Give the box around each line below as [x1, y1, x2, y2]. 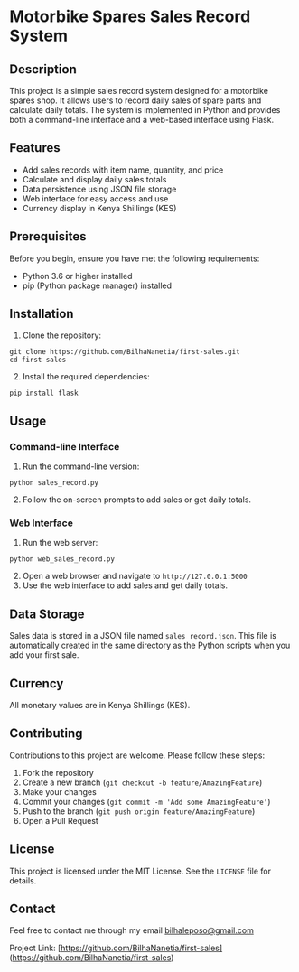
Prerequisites [9, 229, 87, 245]
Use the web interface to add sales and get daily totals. [22, 580, 229, 591]
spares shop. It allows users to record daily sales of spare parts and [9, 95, 262, 106]
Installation [9, 306, 74, 322]
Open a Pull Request [22, 815, 99, 826]
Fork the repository [22, 767, 95, 778]
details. [9, 874, 37, 886]
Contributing [9, 725, 83, 742]
